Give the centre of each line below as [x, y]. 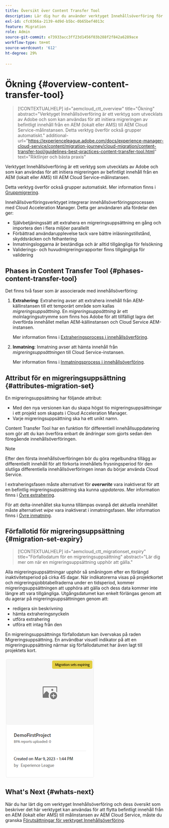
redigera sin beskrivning [37, 608]
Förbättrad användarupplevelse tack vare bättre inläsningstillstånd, [82, 233]
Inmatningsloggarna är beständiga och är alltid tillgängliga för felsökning [88, 244]
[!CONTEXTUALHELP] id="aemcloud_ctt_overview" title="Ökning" [86, 109]
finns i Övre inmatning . [29, 516]
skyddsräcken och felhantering [45, 239]
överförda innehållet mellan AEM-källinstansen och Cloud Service [80, 322]
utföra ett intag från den [37, 624]
